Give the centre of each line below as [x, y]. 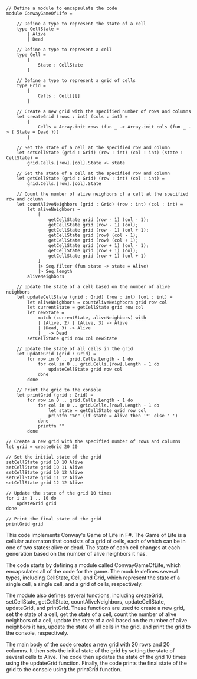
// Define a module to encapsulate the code [62, 8]
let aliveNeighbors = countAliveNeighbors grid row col [97, 302]
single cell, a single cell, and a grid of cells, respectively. [74, 584]
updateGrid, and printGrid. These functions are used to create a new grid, [96, 608]
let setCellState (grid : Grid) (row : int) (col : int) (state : [100, 153]
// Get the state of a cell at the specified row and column [93, 173]
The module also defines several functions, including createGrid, [85, 595]
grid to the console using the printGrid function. [64, 669]
